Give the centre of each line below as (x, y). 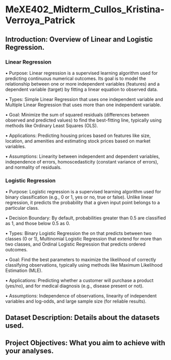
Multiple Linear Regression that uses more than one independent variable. (83, 105)
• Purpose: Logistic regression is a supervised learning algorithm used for (83, 192)
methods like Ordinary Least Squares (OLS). (52, 125)
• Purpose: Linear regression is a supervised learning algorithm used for (81, 73)
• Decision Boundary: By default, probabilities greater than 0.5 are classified (86, 218)
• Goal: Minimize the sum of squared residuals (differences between (77, 114)
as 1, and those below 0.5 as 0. (38, 224)
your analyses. (29, 351)
